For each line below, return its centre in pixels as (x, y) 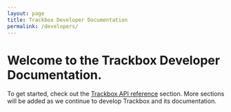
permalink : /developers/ (43, 26)
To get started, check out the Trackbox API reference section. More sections (116, 94)
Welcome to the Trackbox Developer (114, 60)
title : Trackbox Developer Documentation (68, 20)
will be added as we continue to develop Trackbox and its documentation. (112, 101)
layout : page (26, 13)
